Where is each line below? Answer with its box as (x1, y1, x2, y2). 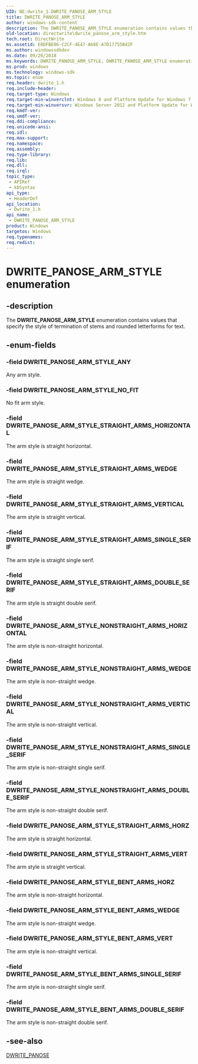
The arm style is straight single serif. (6, 556, 95, 563)
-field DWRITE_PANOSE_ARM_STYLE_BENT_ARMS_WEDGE (6, 906, 180, 914)
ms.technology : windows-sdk (6, 69, 75, 75)
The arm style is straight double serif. (6, 599, 97, 606)
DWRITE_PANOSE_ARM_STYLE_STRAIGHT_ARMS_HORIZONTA (6, 421, 191, 430)
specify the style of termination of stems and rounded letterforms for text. (6, 323, 186, 330)
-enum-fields (6, 340, 56, 350)
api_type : (6, 190, 31, 196)
